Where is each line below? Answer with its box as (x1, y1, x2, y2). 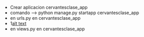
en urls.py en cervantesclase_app (10, 15, 81, 21)
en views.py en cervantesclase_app (10, 26, 85, 32)
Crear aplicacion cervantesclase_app (10, 5, 88, 10)
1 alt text (10, 20, 27, 26)
